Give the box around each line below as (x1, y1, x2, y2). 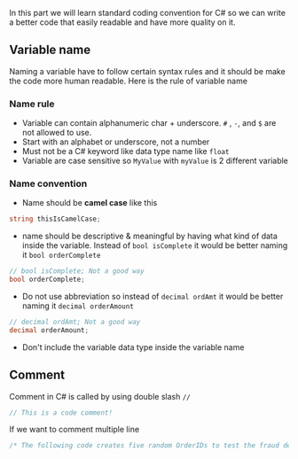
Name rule (9, 97, 55, 110)
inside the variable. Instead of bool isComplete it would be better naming (21, 240, 288, 251)
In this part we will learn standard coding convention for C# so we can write (9, 8, 286, 18)
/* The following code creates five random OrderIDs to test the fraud (9, 441, 279, 450)
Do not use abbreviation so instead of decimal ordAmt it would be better (21, 292, 284, 302)
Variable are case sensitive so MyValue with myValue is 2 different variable (21, 155, 288, 167)
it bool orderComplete (21, 250, 101, 261)
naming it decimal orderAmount (21, 300, 135, 311)
